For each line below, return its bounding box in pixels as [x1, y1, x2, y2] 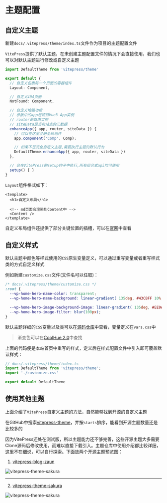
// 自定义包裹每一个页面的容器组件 [9, 80, 72, 85]
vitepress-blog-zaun [12, 459, 55, 465]
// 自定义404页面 [9, 94, 42, 99]
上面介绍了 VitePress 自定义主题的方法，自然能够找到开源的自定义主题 [5, 409, 148, 415]
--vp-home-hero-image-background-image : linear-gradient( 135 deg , [9, 305, 150, 310]
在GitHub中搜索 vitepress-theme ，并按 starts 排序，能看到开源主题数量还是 [5, 419, 158, 425]
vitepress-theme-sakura [12, 483, 62, 489]
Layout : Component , [9, 85, 50, 90]
